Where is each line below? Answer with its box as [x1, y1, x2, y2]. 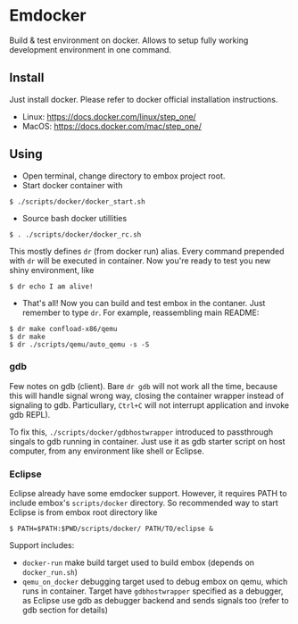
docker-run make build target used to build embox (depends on [21, 557, 255, 568]
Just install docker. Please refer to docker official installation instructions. [9, 94, 278, 104]
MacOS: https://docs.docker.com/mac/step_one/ [21, 121, 203, 131]
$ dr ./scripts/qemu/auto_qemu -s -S [9, 340, 150, 349]
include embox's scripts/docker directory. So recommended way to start [9, 497, 278, 509]
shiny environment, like [9, 264, 95, 275]
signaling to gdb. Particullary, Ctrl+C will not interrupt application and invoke [9, 399, 290, 411]
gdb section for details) [21, 604, 109, 616]
